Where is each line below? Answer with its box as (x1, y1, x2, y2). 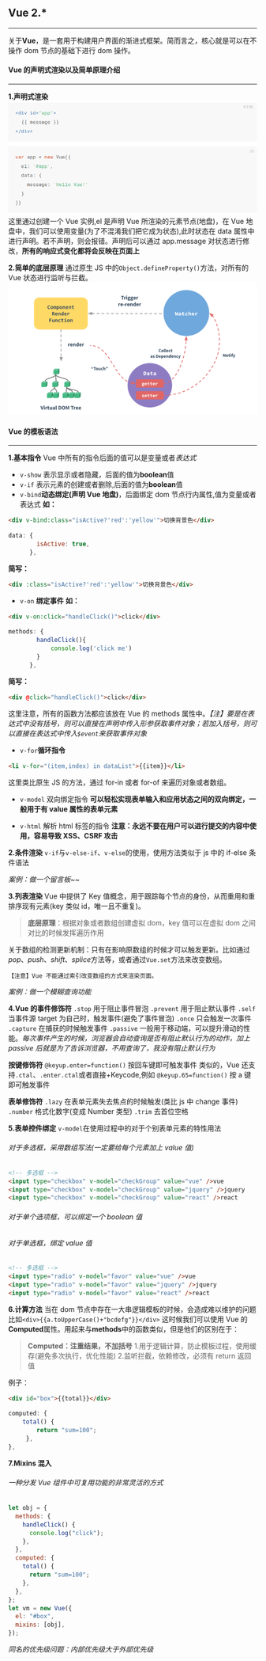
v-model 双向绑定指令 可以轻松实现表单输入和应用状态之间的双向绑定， (19, 794, 249, 804)
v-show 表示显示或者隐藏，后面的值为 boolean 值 (19, 470, 174, 480)
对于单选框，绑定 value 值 (8, 1238, 92, 1248)
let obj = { (8, 1504, 47, 1512)
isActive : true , (36, 540, 90, 548)
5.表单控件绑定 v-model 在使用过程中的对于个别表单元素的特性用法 (8, 1123, 222, 1133)
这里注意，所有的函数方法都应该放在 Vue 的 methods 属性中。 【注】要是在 (8, 709, 248, 718)
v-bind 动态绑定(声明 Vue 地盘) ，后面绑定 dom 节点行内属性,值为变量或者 (19, 490, 257, 500)
